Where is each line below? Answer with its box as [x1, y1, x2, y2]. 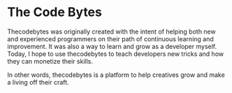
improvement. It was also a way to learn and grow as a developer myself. [7, 42, 217, 50]
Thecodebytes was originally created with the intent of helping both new [7, 27, 216, 36]
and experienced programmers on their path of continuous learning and [7, 34, 215, 43]
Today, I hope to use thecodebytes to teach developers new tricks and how [7, 50, 224, 58]
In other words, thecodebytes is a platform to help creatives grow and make [7, 71, 225, 79]
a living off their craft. [7, 78, 69, 86]
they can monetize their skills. [7, 57, 93, 65]
